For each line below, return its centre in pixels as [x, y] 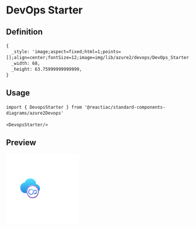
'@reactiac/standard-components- [125, 107]
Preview [21, 143]
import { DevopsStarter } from [44, 107]
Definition [24, 32]
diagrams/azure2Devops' [35, 113]
